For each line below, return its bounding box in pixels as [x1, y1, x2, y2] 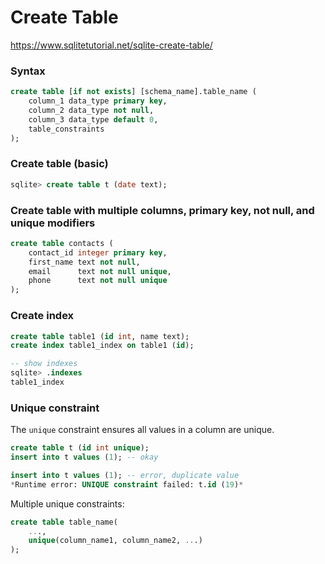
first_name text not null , [28, 257, 141, 267]
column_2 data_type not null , [28, 105, 155, 115]
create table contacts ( [10, 238, 114, 248]
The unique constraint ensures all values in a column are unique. [10, 424, 275, 436]
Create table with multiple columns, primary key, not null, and [10, 203, 315, 217]
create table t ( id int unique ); [10, 443, 150, 453]
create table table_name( [10, 517, 118, 527]
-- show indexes [10, 359, 78, 369]
